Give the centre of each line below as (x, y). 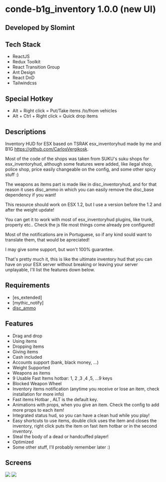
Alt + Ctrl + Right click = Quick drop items (55, 116)
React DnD (23, 78)
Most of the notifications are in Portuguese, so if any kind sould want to (79, 235)
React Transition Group (36, 67)
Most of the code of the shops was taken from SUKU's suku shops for (77, 159)
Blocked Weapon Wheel (37, 383)
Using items (25, 341)
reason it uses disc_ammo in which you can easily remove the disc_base (80, 190)
